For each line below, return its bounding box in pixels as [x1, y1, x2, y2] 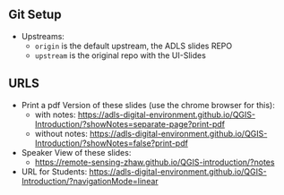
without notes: [34, 128, 89, 139]
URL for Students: [21, 165, 88, 177]
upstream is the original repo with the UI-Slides [34, 49, 207, 61]
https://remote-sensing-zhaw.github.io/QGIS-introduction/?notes [34, 157, 275, 167]
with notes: [34, 109, 76, 120]
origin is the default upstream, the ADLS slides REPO [34, 40, 233, 51]
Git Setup [8, 7, 62, 22]
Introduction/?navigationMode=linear [21, 175, 159, 186]
